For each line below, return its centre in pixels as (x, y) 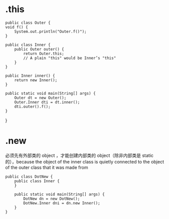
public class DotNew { (29, 177)
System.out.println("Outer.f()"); (50, 31)
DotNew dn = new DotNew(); (52, 199)
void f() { (17, 27)
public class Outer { (28, 23)
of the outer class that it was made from (47, 167)
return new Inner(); (36, 80)
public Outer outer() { (39, 49)
